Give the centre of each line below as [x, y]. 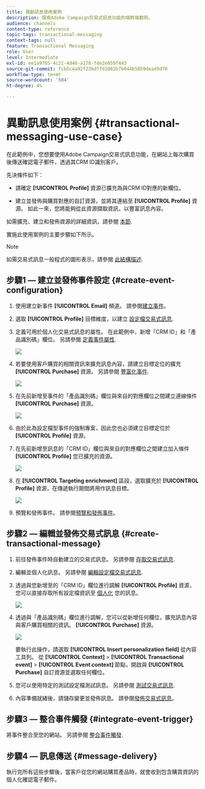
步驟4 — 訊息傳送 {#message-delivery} [82, 756]
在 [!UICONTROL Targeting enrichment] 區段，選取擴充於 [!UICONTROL [107, 481]
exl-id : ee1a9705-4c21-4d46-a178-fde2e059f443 [67, 63]
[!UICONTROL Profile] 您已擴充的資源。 [65, 456]
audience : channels [31, 23]
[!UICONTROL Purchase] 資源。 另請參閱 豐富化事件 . [82, 371]
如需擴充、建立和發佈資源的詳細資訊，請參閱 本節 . [69, 221]
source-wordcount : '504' [38, 80]
